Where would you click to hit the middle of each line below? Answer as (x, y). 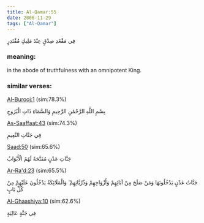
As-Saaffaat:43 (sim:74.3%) (42, 123)
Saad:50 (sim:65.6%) (34, 146)
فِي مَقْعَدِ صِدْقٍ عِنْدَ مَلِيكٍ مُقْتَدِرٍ (41, 41)
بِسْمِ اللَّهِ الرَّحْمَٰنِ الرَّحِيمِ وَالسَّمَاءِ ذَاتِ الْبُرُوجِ (56, 111)
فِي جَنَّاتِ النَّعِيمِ (24, 135)
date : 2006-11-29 (29, 18)
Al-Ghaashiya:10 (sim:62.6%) (44, 201)
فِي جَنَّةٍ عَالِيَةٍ (21, 213)
